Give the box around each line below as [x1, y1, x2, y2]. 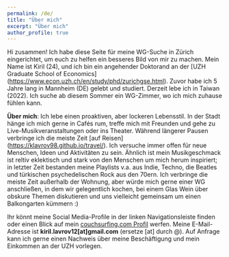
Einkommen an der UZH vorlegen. [7, 242, 103, 250]
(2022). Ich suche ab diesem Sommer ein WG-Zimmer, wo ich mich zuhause [7, 92, 222, 100]
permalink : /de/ [7, 10, 53, 17]
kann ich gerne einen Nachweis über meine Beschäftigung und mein [7, 234, 200, 243]
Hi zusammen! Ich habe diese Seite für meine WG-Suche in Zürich [7, 48, 194, 56]
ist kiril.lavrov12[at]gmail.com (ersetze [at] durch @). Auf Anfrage [31, 228, 220, 236]
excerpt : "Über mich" [7, 23, 69, 29]
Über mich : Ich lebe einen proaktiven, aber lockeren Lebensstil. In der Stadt [7, 112, 221, 121]
